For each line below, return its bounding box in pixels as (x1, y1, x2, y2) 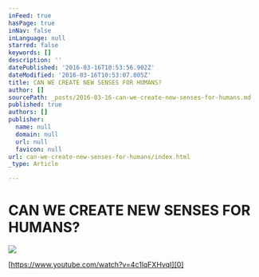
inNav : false (8, 26, 52, 34)
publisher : (8, 116, 45, 124)
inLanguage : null (8, 34, 66, 42)
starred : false (8, 42, 59, 49)
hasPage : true (8, 19, 56, 27)
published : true (8, 101, 62, 109)
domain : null (15, 130, 59, 138)
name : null (15, 123, 52, 131)
